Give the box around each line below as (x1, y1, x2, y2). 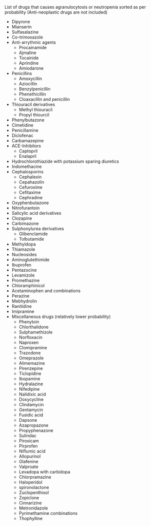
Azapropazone (19, 422, 49, 428)
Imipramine (11, 309, 35, 314)
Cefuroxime (19, 185, 43, 190)
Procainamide (19, 45, 47, 50)
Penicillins (11, 71, 32, 76)
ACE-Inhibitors (11, 143, 41, 149)
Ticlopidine (19, 371, 42, 376)
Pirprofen (19, 443, 38, 449)
